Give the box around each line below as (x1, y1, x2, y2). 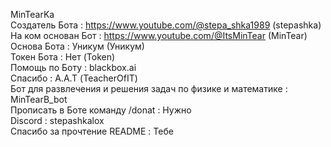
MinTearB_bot (10, 94, 68, 105)
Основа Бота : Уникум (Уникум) (10, 40, 145, 52)
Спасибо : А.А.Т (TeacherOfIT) (10, 72, 138, 84)
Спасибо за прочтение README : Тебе (10, 125, 174, 137)
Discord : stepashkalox (10, 115, 105, 126)
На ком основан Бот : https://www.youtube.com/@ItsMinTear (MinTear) (10, 30, 308, 41)
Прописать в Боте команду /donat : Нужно (10, 104, 192, 116)
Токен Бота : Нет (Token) (10, 51, 116, 63)
